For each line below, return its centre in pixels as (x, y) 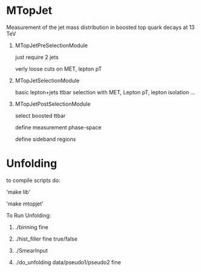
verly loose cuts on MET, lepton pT (58, 69)
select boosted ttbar (40, 115)
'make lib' (18, 192)
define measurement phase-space (58, 127)
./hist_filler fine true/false (46, 239)
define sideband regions (45, 139)
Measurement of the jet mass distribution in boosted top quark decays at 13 (100, 27)
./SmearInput (31, 250)
